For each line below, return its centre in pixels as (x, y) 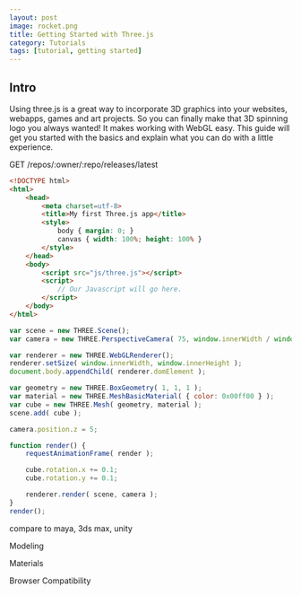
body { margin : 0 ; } (95, 231)
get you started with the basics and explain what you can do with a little (142, 137)
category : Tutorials (48, 43)
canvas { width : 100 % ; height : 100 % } (129, 240)
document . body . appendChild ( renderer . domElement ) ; (107, 372)
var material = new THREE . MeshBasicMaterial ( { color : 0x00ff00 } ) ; (142, 397)
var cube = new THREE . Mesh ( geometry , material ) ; (106, 405)
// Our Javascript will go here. (119, 289)
